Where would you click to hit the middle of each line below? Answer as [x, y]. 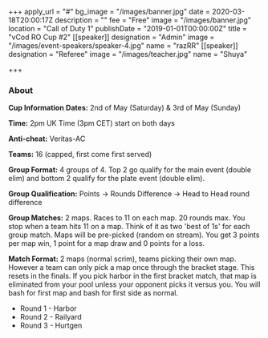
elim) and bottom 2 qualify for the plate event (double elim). [107, 179]
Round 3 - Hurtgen [51, 326]
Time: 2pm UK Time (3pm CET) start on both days [91, 123]
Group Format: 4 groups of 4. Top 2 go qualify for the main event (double [130, 170]
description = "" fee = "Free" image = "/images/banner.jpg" [153, 20]
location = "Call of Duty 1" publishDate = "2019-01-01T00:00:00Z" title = [128, 28]
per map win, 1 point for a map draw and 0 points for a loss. [106, 243]
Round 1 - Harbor [49, 308]
